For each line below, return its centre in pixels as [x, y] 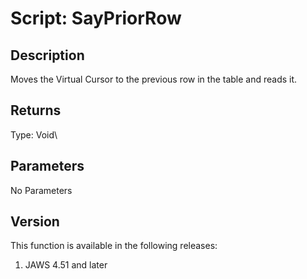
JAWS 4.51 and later [66, 265]
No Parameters [41, 190]
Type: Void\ [34, 134]
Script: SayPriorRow [96, 18]
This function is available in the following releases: [114, 246]
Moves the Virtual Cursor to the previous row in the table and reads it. [154, 79]
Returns [36, 110]
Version [35, 222]
